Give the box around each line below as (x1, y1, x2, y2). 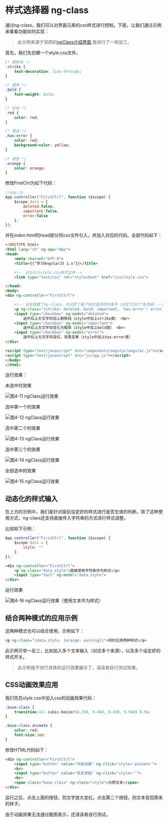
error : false (23, 213, 48, 218)
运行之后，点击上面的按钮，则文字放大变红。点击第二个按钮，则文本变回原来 (5, 794, 163, 800)
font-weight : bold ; (14, 92, 55, 97)
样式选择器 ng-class (5, 5, 89, 16)
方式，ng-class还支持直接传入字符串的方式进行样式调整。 (9, 515, 128, 521)
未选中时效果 (5, 383, 31, 389)
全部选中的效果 (5, 468, 36, 474)
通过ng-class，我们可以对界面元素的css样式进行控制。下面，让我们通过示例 (5, 22, 162, 28)
